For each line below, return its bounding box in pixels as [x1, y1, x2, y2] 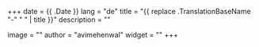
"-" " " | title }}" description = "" [7, 15, 111, 24]
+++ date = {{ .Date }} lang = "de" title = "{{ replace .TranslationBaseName [7, 7, 251, 16]
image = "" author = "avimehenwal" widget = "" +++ [7, 31, 179, 39]
